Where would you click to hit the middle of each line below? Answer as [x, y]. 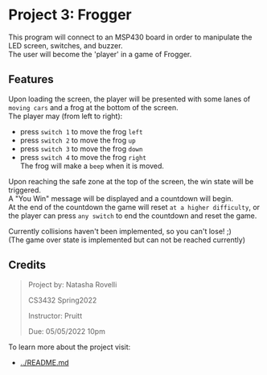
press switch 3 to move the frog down [81, 148]
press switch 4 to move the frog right [83, 157]
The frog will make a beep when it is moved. [92, 166]
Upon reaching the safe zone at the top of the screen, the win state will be [131, 181]
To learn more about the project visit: [70, 347]
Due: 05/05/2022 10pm [67, 331]
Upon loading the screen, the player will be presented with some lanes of [129, 99]
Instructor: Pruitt [55, 315]
